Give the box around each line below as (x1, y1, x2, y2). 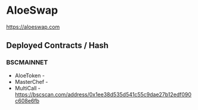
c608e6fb (14, 97, 40, 104)
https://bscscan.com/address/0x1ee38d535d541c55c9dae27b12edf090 (14, 90, 192, 98)
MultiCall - (14, 84, 41, 92)
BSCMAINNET (6, 58, 48, 67)
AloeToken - (14, 72, 45, 79)
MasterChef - (14, 78, 48, 85)
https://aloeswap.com (6, 23, 60, 30)
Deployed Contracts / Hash (6, 40, 109, 51)
